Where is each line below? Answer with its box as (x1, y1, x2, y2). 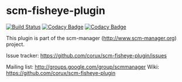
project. (6, 41, 25, 48)
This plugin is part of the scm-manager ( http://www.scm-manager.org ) (6, 34, 177, 41)
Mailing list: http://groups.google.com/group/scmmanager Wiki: (6, 63, 159, 70)
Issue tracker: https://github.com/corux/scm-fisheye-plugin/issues (6, 52, 167, 59)
